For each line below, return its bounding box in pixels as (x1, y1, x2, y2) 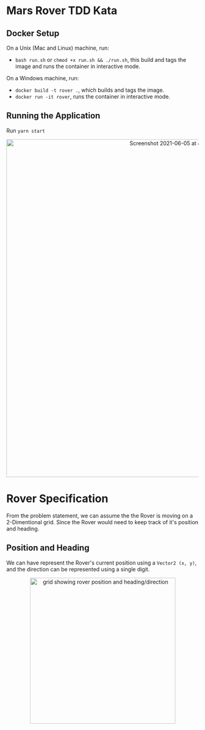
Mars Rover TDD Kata (6, 4, 118, 18)
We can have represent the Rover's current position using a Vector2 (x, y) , (6, 559, 197, 566)
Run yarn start (6, 127, 46, 134)
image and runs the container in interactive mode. (15, 62, 141, 70)
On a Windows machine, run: (6, 75, 79, 81)
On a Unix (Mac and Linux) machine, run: (6, 44, 110, 51)
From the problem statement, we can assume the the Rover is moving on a (6, 512, 193, 519)
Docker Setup (6, 28, 60, 39)
